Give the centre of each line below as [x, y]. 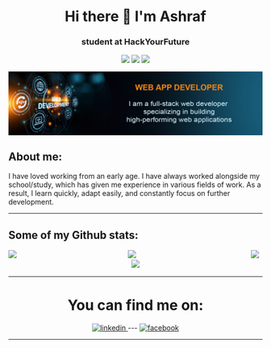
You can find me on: [135, 306]
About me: [35, 157]
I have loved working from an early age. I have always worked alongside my [134, 176]
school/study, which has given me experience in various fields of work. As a [135, 185]
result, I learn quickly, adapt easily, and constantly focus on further [119, 193]
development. [31, 202]
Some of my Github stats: [73, 235]
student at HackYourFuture [135, 42]
